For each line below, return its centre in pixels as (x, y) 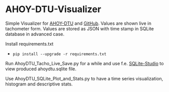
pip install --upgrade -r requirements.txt (60, 54)
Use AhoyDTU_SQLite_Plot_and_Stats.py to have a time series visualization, (84, 78)
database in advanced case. (35, 34)
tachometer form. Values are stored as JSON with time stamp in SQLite (80, 28)
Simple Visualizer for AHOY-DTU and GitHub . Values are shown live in (78, 23)
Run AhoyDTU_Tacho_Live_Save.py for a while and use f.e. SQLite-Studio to (84, 63)
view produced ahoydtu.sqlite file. (41, 69)
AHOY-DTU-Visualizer (53, 9)
